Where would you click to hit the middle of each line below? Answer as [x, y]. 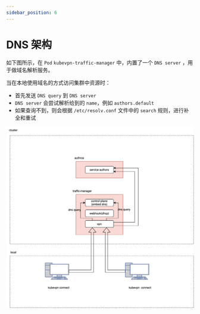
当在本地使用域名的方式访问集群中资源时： [58, 82]
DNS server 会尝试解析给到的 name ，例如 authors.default [85, 103]
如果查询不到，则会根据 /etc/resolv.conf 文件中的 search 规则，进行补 [102, 110]
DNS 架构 [29, 44]
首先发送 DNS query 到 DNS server [55, 95]
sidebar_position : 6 [32, 13]
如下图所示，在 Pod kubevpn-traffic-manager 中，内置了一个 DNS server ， [97, 62]
